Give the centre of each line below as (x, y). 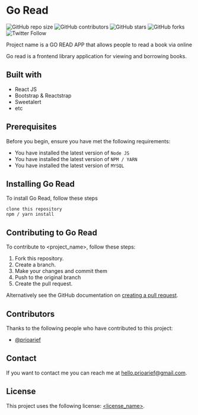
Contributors (31, 314)
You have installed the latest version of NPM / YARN (76, 159)
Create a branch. (35, 265)
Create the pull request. (44, 284)
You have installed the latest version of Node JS (72, 153)
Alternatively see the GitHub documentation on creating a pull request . (92, 295)
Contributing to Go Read (52, 232)
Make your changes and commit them (61, 271)
